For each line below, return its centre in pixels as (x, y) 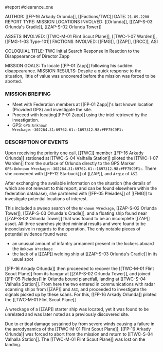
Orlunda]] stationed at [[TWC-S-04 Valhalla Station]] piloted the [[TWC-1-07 (81, 158)
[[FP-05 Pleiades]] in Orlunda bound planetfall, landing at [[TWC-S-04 (75, 279)
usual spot (22, 259)
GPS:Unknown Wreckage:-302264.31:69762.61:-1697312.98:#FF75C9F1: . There (81, 168)
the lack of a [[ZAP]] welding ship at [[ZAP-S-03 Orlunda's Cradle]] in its (85, 254)
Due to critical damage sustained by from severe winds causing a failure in (80, 324)
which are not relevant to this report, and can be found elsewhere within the (81, 188)
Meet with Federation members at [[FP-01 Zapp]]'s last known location (83, 104)
